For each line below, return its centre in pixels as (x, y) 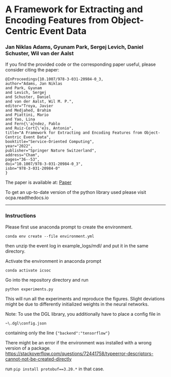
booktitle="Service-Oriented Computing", (50, 142)
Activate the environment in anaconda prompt (53, 261)
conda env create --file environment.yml (50, 236)
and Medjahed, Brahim (28, 111)
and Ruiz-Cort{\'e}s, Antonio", (39, 129)
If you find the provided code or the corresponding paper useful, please (81, 64)
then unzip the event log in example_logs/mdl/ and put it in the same (77, 245)
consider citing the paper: (32, 70)
